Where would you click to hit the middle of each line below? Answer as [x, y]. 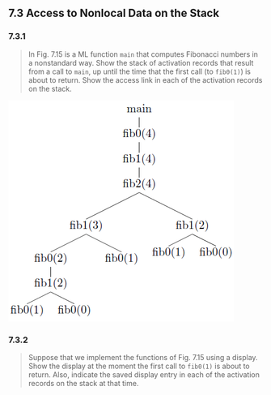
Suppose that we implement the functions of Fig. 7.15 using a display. [143, 357]
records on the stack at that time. [83, 383]
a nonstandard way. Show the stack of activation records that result [141, 62]
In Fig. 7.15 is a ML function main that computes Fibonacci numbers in [143, 54]
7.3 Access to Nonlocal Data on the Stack [114, 13]
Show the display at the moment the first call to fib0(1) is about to [139, 366]
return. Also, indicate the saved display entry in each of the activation [144, 374]
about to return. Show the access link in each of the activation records [145, 79]
